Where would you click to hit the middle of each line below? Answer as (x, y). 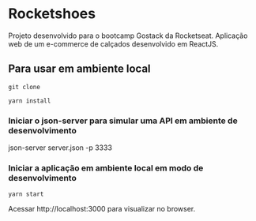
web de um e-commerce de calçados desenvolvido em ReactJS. (113, 43)
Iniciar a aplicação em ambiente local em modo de (106, 168)
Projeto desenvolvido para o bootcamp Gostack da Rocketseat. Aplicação (128, 36)
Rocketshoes (52, 14)
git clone (24, 87)
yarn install (30, 101)
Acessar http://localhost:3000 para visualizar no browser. (102, 209)
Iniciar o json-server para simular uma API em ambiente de (123, 121)
